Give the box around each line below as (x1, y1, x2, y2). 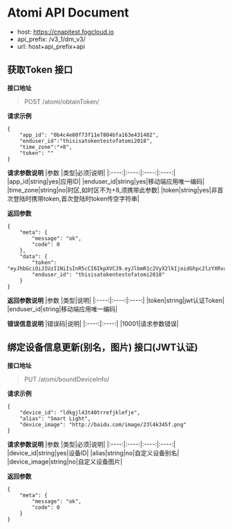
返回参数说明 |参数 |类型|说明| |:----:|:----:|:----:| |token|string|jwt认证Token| (7, 296, 224, 304)
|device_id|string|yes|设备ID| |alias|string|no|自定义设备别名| (7, 448, 180, 457)
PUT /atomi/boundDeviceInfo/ (23, 375, 110, 383)
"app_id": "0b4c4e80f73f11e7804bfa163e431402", (19, 131, 159, 139)
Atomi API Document (7, 5, 129, 21)
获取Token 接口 (7, 64, 73, 76)
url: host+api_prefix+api (17, 42, 85, 50)
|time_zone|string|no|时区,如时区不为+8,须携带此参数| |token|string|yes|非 (7, 186, 217, 194)
